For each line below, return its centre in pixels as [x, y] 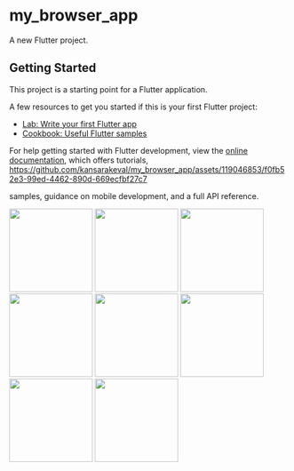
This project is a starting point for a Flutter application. [108, 89]
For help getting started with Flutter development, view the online [129, 150]
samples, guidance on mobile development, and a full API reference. [134, 196]
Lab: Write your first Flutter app [79, 124]
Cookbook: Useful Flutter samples [84, 133]
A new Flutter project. [49, 40]
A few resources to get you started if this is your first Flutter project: [133, 107]
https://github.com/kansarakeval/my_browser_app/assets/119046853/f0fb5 [147, 169]
